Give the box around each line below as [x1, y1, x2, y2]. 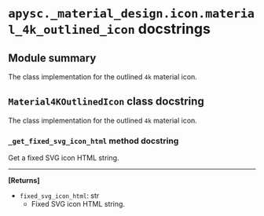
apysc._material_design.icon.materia [8, 6, 255, 21]
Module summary [8, 51, 97, 64]
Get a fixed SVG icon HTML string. [8, 153, 119, 163]
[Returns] [8, 176, 41, 185]
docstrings [137, 20, 211, 38]
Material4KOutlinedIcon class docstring [8, 95, 204, 108]
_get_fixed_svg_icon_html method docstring [8, 135, 179, 146]
